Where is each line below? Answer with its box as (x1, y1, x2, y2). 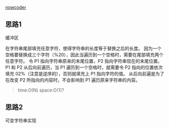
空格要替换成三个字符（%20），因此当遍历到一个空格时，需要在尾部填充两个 (5, 52, 164, 58)
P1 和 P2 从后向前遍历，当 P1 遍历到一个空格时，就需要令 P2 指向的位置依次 (5, 64, 163, 70)
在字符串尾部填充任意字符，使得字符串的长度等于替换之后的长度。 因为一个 (5, 45, 162, 51)
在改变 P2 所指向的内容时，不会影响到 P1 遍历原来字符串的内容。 (5, 77, 140, 83)
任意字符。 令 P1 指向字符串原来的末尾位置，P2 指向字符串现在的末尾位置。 (5, 58, 162, 64)
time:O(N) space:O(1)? (17, 87, 64, 93)
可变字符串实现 (5, 117, 36, 123)
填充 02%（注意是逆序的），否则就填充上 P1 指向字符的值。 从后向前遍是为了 (5, 70, 164, 76)
